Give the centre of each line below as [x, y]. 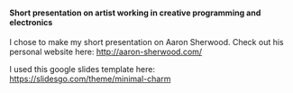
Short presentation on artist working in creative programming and [135, 13]
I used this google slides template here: [82, 70]
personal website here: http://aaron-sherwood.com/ [106, 52]
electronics [31, 22]
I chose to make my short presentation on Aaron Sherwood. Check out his [146, 42]
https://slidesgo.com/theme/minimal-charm [90, 79]
